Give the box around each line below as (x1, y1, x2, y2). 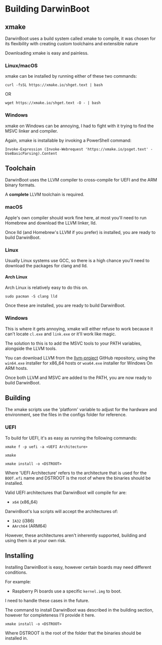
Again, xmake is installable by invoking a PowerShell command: (5, 137, 132, 143)
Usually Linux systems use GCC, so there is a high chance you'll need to (5, 258, 150, 263)
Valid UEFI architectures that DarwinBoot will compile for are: (5, 489, 127, 496)
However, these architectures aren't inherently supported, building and (5, 532, 146, 538)
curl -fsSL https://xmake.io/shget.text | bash (5, 83, 103, 88)
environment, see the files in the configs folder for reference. (5, 412, 127, 418)
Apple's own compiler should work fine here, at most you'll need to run (5, 215, 147, 220)
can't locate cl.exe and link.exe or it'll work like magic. (5, 331, 116, 337)
